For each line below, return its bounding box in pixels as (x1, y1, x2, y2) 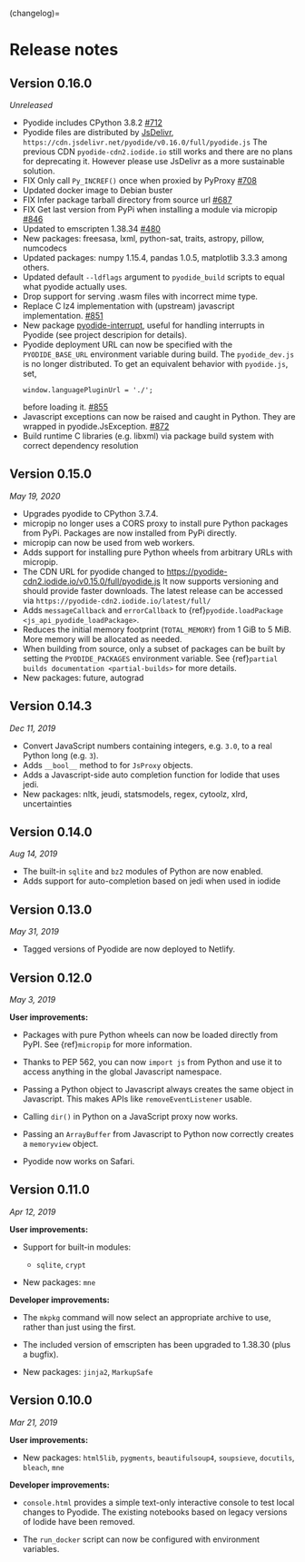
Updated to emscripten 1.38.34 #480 (22, 223, 162, 234)
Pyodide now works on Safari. (22, 1156, 135, 1167)
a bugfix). (22, 1349, 59, 1359)
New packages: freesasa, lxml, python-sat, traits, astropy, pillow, (22, 233, 265, 243)
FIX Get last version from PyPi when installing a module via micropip (22, 204, 279, 214)
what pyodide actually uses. (22, 282, 128, 292)
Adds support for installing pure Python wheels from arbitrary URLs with (22, 547, 293, 558)
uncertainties (22, 798, 73, 809)
